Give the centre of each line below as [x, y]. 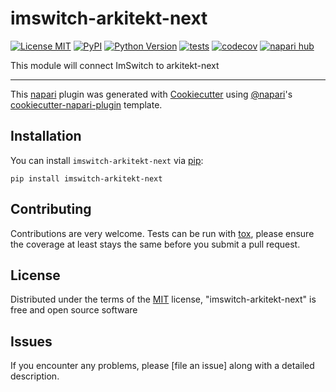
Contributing [51, 209]
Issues [31, 341]
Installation [46, 136]
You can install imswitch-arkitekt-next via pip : [107, 160]
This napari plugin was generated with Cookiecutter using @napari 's [151, 94]
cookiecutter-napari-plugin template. [86, 104]
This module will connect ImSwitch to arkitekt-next [115, 65]
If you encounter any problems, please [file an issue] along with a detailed [162, 366]
